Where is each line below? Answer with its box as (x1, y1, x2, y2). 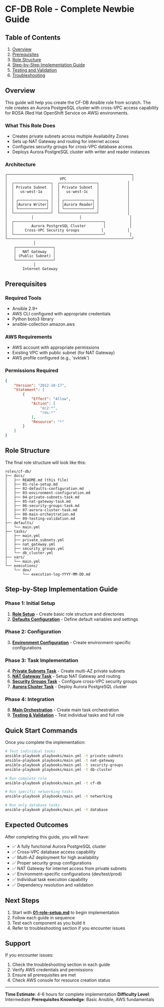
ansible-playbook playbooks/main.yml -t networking (5, 794, 112, 799)
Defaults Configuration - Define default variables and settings (12, 616, 138, 622)
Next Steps (5, 896, 40, 905)
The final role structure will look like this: (5, 459, 86, 465)
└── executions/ (5, 563, 38, 568)
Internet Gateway (22, 266, 58, 271)
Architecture (5, 161, 36, 168)
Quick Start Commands (5, 726, 78, 735)
